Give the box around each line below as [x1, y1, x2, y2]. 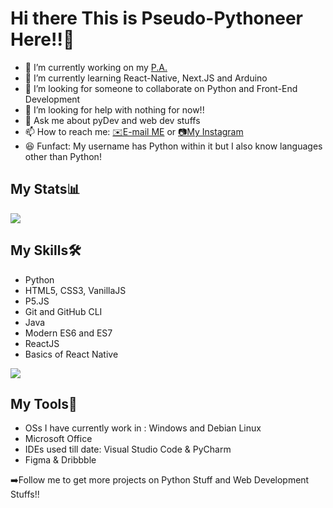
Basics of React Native [24, 348, 119, 360]
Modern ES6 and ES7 [24, 327, 113, 339]
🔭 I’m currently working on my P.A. [24, 61, 168, 73]
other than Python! [24, 150, 102, 162]
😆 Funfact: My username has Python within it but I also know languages [24, 140, 323, 152]
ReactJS [24, 337, 60, 349]
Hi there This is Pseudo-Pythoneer [10, 7, 303, 30]
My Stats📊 [10, 181, 81, 198]
